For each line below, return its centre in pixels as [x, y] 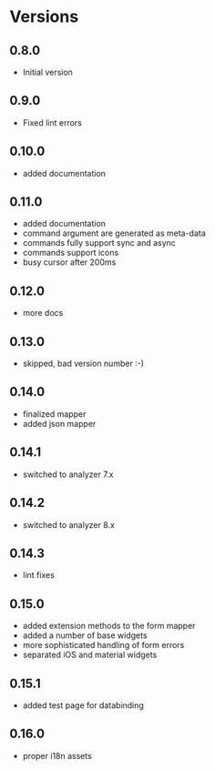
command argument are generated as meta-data [114, 233]
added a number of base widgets [85, 635]
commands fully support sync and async [99, 243]
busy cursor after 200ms [69, 262]
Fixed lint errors [52, 122]
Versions [44, 17]
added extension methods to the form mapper [109, 626]
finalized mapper [54, 414]
